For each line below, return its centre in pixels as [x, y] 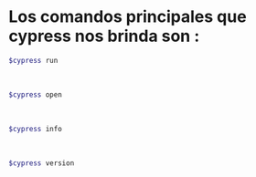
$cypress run [33, 60]
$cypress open [36, 94]
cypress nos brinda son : [104, 36]
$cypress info [36, 129]
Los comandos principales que [128, 17]
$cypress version [42, 163]
